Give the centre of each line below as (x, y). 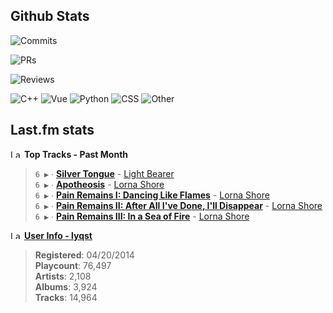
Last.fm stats (52, 130)
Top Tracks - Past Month (76, 154)
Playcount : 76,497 (73, 265)
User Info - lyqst (58, 235)
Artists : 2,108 (63, 276)
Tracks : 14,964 (66, 297)
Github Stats (50, 16)
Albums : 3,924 (66, 286)
